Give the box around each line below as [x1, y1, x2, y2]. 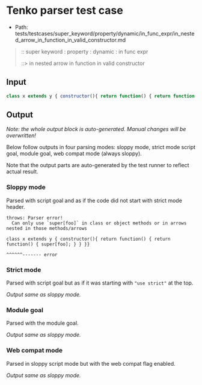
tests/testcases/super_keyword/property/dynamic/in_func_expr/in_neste [14, 29, 195, 37]
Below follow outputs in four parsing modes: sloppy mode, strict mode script [6, 144, 196, 151]
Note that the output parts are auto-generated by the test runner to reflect [6, 162, 189, 169]
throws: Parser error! [6, 215, 63, 221]
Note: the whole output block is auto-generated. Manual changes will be [6, 126, 186, 133]
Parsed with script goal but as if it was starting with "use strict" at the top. [6, 279, 194, 286]
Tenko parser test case [6, 4, 123, 17]
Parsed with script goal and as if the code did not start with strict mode [6, 197, 182, 204]
